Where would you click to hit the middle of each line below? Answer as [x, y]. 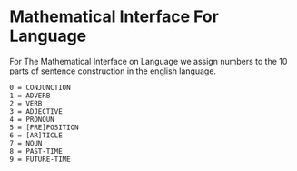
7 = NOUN [26, 143]
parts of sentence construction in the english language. [113, 71]
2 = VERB [26, 103]
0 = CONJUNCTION [40, 87]
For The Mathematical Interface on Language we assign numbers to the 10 [148, 61]
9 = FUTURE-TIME [40, 159]
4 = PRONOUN [32, 119]
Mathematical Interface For [114, 17]
